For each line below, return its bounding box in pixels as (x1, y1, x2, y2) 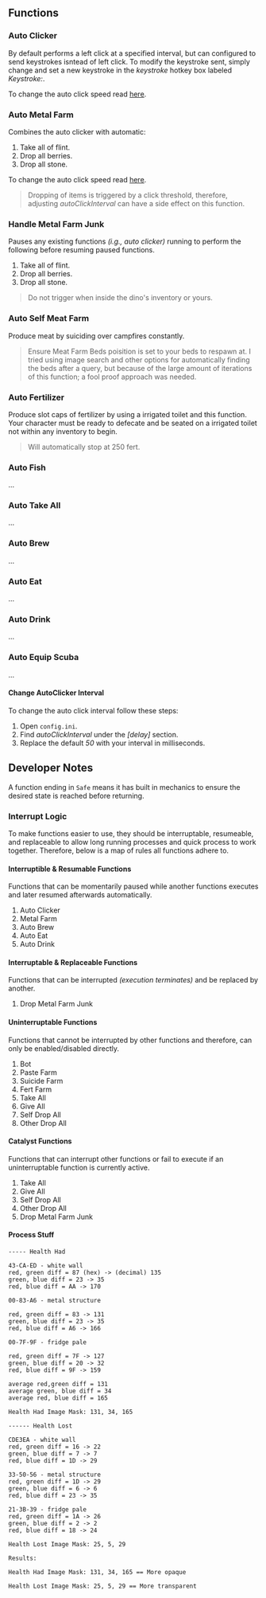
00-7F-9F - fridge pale (8, 1338, 87, 1346)
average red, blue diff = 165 (8, 1393, 109, 1402)
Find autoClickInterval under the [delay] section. (19, 729, 179, 739)
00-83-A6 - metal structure (8, 1296, 102, 1304)
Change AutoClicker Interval (8, 688, 105, 697)
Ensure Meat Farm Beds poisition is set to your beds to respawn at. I (27, 346, 252, 356)
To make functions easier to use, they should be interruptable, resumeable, (8, 828, 254, 838)
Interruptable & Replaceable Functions (8, 957, 138, 967)
